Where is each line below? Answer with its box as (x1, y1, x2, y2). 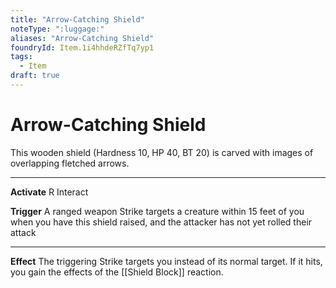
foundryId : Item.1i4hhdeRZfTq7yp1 (10, 42, 155, 53)
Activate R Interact (10, 186, 89, 198)
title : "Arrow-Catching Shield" (10, 14, 145, 25)
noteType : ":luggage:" (10, 24, 105, 34)
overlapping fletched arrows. (10, 157, 130, 169)
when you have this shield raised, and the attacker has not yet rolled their (10, 216, 313, 228)
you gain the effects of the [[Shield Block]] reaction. (10, 266, 224, 278)
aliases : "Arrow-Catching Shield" (10, 33, 155, 43)
